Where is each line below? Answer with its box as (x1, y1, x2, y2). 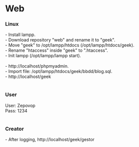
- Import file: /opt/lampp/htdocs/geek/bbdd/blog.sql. (5, 69, 113, 74)
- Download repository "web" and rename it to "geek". (5, 37, 115, 43)
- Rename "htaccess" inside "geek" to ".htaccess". (5, 47, 108, 53)
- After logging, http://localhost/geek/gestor (5, 137, 95, 143)
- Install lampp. (5, 32, 36, 37)
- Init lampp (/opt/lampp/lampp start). (5, 53, 82, 59)
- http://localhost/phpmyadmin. (5, 63, 69, 69)
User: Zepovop (5, 102, 36, 109)
